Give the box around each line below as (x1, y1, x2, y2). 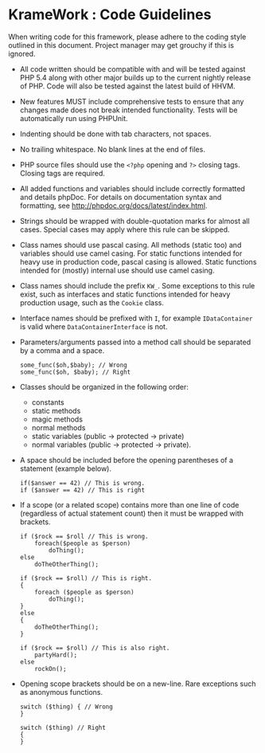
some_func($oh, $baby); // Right (19, 368, 131, 376)
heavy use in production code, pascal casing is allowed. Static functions (19, 257, 257, 266)
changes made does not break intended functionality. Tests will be (19, 105, 238, 115)
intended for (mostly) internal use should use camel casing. (19, 265, 215, 275)
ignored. (8, 49, 36, 58)
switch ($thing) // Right (19, 724, 106, 731)
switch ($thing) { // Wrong (19, 703, 113, 711)
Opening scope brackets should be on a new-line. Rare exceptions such (19, 679, 256, 688)
